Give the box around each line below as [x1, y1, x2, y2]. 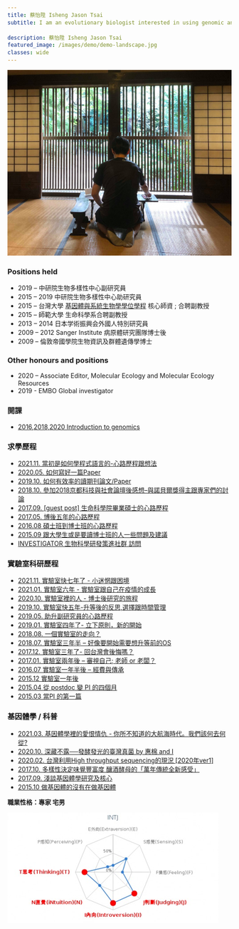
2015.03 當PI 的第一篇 [17, 692, 82, 701]
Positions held [7, 266, 58, 276]
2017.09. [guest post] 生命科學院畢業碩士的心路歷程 [17, 503, 169, 512]
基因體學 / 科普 [7, 712, 58, 722]
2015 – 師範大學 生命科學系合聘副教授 [17, 311, 128, 319]
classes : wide [7, 49, 50, 56]
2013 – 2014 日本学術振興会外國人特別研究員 [17, 319, 149, 328]
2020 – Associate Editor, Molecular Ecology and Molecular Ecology [17, 371, 215, 380]
